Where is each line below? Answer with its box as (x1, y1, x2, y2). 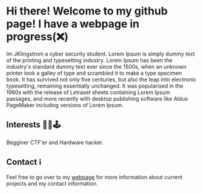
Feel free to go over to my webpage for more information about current (6, 173, 183, 180)
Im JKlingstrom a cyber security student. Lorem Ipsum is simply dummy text (6, 50, 195, 57)
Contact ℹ (6, 157, 42, 167)
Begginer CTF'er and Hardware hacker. (6, 139, 104, 146)
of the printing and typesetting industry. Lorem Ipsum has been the (6, 56, 173, 64)
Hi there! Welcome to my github (6, 4, 168, 18)
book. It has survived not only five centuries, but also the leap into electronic (6, 75, 197, 83)
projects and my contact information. (6, 180, 98, 187)
